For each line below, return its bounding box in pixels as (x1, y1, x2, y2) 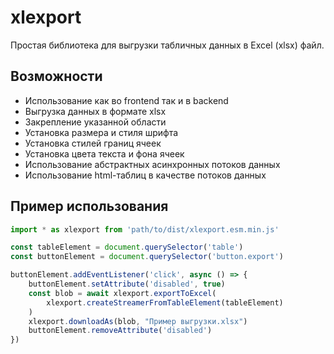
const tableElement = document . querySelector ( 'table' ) (10, 242, 244, 253)
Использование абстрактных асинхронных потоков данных (24, 158, 281, 170)
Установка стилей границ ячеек (24, 137, 162, 149)
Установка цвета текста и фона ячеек (24, 147, 185, 160)
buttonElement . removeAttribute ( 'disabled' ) (28, 326, 213, 336)
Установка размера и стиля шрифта (24, 126, 179, 138)
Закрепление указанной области (24, 116, 167, 128)
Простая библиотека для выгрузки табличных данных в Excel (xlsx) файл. (10, 39, 325, 51)
